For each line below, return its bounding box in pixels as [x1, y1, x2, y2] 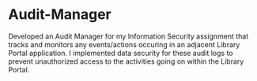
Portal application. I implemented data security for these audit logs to [8, 48, 233, 57]
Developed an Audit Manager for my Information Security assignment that [8, 31, 249, 41]
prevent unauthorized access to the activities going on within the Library [8, 57, 244, 66]
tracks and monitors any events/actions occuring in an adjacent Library [8, 39, 240, 49]
